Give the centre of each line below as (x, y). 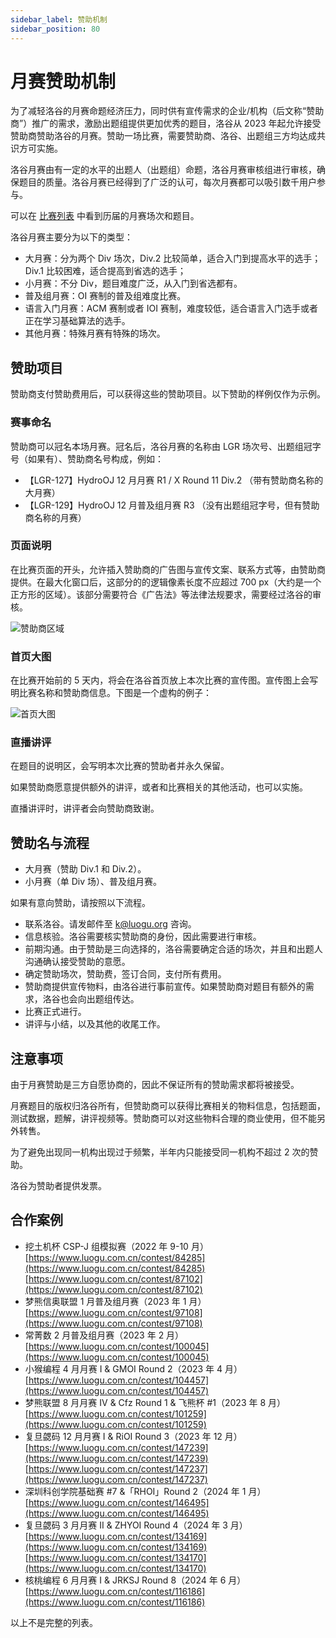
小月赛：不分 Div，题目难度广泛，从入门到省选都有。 (133, 283)
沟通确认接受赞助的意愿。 (77, 962)
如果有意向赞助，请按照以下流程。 (80, 903)
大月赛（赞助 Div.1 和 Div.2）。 (85, 869)
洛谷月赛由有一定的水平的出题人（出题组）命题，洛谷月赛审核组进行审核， (163, 170)
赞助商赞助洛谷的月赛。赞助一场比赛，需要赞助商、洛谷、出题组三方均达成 (163, 136)
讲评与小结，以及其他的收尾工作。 (95, 1024)
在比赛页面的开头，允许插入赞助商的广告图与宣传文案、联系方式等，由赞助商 (168, 569)
